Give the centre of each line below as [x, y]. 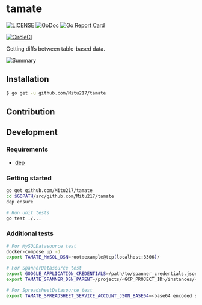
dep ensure [20, 202]
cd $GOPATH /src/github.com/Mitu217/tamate [60, 196]
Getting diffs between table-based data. [56, 48]
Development [32, 132]
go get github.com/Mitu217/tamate [50, 191]
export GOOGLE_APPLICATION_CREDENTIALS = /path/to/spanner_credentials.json [102, 274]
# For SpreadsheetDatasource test [50, 290]
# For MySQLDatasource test [41, 246]
